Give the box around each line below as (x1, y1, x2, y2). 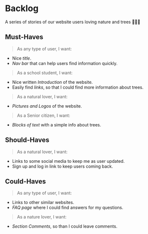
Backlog (5, 3, 39, 14)
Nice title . (12, 55, 32, 61)
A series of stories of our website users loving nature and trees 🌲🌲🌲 (5, 19, 141, 25)
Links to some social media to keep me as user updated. (12, 158, 125, 164)
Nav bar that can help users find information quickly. (12, 60, 118, 66)
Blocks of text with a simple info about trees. (12, 122, 101, 127)
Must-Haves (5, 33, 44, 41)
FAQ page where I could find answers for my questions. (12, 204, 124, 211)
